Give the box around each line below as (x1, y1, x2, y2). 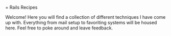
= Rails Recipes (5, 5, 38, 10)
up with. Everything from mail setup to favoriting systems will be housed (5, 20, 157, 25)
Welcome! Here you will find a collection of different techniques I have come (5, 14, 166, 20)
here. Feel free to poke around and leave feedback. (5, 25, 113, 31)
